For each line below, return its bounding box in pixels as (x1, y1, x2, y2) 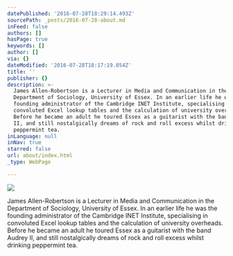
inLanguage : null (7, 133, 58, 139)
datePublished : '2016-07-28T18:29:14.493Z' (7, 10, 135, 17)
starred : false (7, 146, 51, 153)
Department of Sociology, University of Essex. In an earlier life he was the (7, 204, 218, 212)
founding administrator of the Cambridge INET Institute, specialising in (7, 211, 208, 219)
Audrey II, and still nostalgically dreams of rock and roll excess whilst (7, 233, 205, 241)
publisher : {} (7, 74, 49, 82)
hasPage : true (7, 36, 49, 43)
